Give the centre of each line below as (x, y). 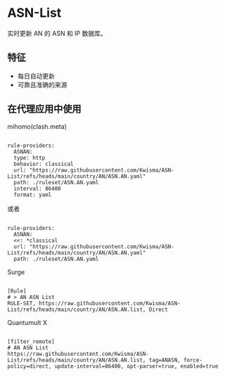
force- (193, 360)
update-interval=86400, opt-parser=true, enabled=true (136, 366)
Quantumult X (27, 322)
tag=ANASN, (165, 360)
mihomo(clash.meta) (37, 126)
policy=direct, (30, 366)
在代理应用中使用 (44, 109)
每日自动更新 (36, 76)
